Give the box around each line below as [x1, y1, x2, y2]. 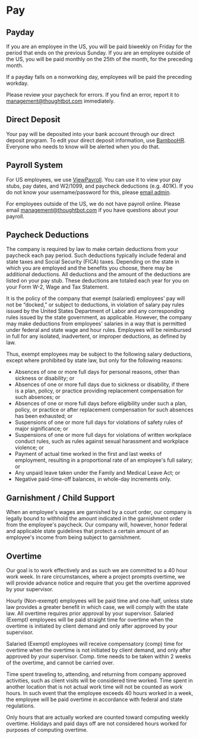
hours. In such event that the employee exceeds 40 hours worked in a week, [6, 690, 193, 697]
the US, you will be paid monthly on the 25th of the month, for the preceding [6, 56, 193, 62]
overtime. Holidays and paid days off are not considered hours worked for [6, 720, 187, 727]
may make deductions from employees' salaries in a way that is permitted [6, 320, 187, 327]
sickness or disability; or [14, 375, 75, 382]
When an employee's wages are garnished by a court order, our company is [6, 509, 192, 516]
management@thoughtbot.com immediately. [6, 97, 115, 104]
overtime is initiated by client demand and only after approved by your [6, 623, 178, 630]
